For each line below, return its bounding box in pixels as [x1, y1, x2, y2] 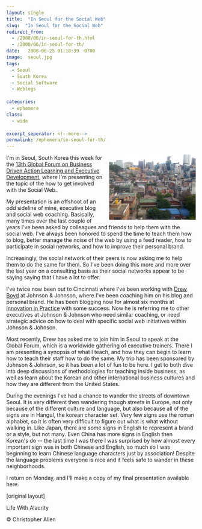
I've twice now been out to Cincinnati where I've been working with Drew [6, 285, 188, 293]
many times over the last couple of [6, 217, 92, 224]
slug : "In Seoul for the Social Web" [6, 22, 103, 28]
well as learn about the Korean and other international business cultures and [6, 374, 195, 381]
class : [6, 112, 23, 118]
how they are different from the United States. [6, 381, 120, 388]
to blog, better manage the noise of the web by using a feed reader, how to [6, 236, 192, 244]
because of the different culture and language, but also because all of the [6, 405, 188, 413]
